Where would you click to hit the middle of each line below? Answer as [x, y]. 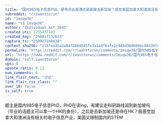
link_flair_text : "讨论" [29, 77]
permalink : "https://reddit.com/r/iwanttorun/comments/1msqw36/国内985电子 [82, 50]
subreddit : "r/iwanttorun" [32, 14]
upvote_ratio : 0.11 [25, 69]
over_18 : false [20, 86]
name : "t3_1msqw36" [25, 23]
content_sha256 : [21, 46]
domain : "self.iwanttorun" [32, 59]
